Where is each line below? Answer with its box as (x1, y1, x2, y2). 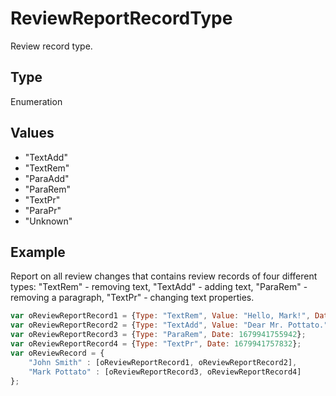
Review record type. (10, 40, 93, 52)
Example (10, 243, 66, 261)
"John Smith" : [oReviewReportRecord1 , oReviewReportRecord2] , (28, 357, 298, 367)
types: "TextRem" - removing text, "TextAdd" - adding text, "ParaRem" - (10, 281, 308, 293)
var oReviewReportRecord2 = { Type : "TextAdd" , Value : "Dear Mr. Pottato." (10, 320, 329, 331)
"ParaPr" (24, 204, 62, 216)
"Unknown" (24, 215, 73, 227)
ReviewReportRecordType (10, 7, 233, 30)
